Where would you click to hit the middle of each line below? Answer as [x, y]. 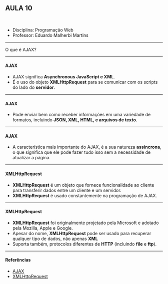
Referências [18, 260]
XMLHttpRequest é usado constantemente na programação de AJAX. [85, 195]
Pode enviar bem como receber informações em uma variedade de [81, 115]
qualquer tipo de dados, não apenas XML [55, 239]
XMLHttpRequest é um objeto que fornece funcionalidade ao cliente [83, 185]
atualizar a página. [31, 158]
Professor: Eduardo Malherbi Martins [50, 35]
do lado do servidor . [34, 87]
